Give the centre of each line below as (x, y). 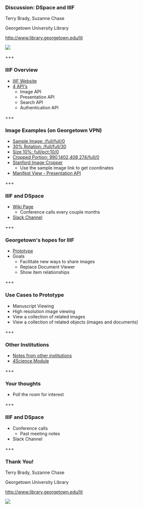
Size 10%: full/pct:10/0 (36, 151)
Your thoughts (23, 384)
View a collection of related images (49, 316)
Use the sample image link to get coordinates (67, 167)
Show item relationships (45, 272)
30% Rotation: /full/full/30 (39, 146)
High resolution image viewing (44, 311)
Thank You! (20, 461)
